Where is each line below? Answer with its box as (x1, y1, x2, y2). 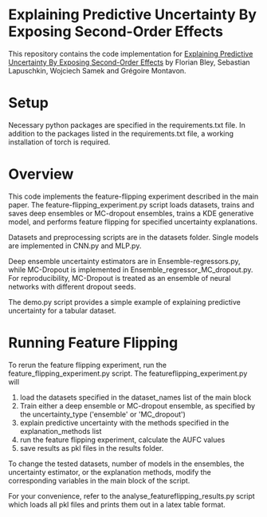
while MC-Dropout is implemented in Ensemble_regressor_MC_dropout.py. (8, 265, 253, 274)
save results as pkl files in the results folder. (19, 443, 164, 452)
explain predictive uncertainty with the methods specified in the (19, 417, 230, 428)
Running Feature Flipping (8, 333, 179, 352)
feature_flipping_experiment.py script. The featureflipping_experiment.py (8, 369, 248, 378)
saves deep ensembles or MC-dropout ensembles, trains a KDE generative (8, 208, 254, 218)
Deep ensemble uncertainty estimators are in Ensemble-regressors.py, (8, 256, 241, 266)
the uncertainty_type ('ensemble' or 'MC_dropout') (19, 409, 186, 419)
